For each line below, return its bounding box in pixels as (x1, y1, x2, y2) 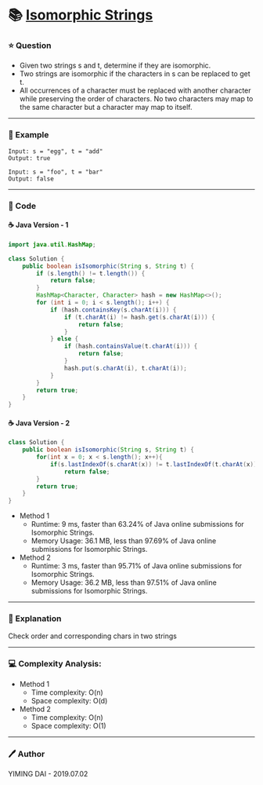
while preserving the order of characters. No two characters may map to (19, 94, 254, 104)
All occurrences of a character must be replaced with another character (19, 86, 252, 95)
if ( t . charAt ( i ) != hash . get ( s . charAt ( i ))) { (63, 313, 215, 321)
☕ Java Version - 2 (8, 418, 70, 428)
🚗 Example (8, 130, 49, 141)
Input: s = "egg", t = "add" (8, 147, 103, 155)
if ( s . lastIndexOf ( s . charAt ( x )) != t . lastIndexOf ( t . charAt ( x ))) (49, 460, 261, 468)
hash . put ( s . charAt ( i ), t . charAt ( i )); (63, 364, 188, 372)
